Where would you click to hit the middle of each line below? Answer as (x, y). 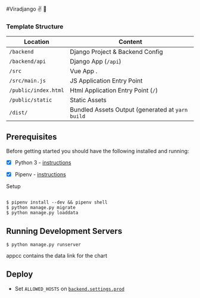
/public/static (31, 100)
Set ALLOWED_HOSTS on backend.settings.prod (70, 289)
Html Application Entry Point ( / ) (114, 90)
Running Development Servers (64, 231)
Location (36, 42)
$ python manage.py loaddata (42, 213)
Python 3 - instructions (43, 163)
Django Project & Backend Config (117, 52)
